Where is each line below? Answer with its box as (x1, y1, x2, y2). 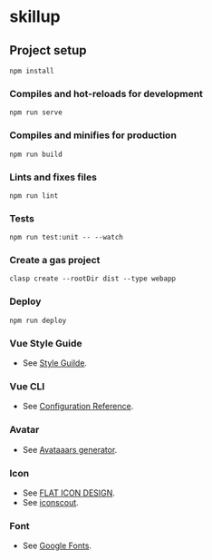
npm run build (9, 150, 63, 159)
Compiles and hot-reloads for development (9, 87, 204, 100)
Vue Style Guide (9, 337, 82, 349)
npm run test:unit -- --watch (9, 233, 124, 242)
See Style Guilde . (22, 358, 88, 368)
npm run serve (9, 108, 63, 117)
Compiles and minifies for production (9, 129, 177, 142)
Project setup (9, 43, 88, 58)
